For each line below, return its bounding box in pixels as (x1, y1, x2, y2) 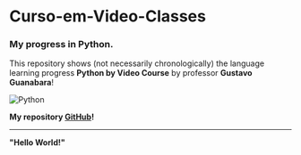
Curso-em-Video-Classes (9, 6, 206, 27)
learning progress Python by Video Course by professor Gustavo (9, 68, 253, 78)
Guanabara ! (9, 77, 54, 88)
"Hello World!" (9, 137, 65, 148)
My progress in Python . (9, 38, 114, 51)
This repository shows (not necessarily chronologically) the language (9, 58, 265, 69)
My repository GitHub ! (9, 111, 95, 122)
